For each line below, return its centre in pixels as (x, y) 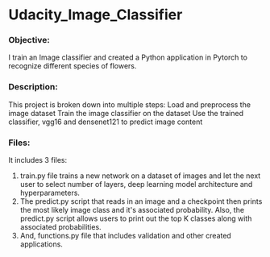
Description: (33, 87)
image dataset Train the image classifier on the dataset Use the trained (126, 113)
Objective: (29, 40)
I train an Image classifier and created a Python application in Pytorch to (128, 57)
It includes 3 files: (38, 160)
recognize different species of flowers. (73, 66)
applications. (41, 244)
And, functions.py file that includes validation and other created (125, 236)
